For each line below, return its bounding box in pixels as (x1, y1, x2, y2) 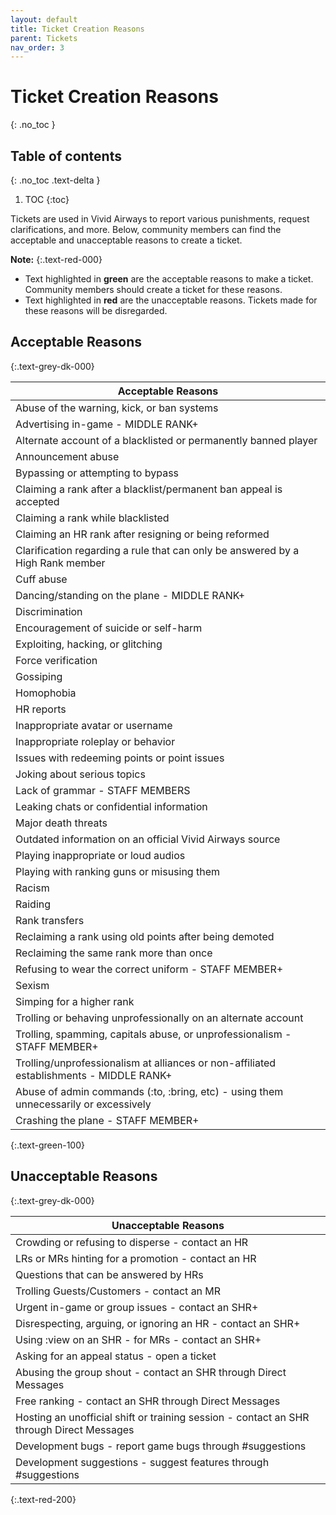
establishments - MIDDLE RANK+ (15, 1068, 173, 1082)
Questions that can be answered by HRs (15, 1267, 204, 1281)
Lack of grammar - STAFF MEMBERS (15, 783, 191, 797)
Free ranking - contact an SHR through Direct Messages (15, 1394, 281, 1408)
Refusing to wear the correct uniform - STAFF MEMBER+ (15, 962, 284, 976)
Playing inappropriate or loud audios (15, 848, 186, 862)
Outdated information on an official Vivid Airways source (15, 832, 281, 846)
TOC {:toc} (24, 194, 70, 205)
